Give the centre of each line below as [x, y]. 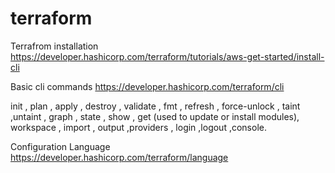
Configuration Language [60, 146]
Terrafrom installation [54, 46]
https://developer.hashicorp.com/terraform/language [119, 157]
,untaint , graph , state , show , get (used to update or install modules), [155, 116]
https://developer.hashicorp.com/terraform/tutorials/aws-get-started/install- [167, 56]
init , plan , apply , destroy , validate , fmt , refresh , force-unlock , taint [155, 106]
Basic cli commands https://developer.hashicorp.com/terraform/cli [147, 86]
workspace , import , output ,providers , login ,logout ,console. [138, 127]
